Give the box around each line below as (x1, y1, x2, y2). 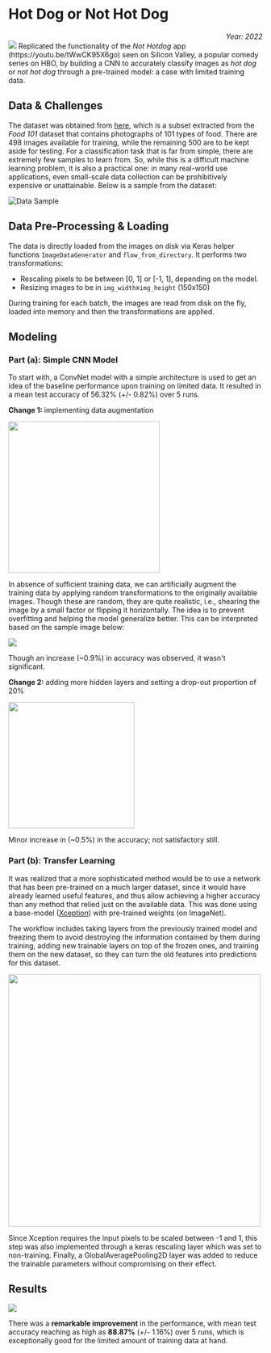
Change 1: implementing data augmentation (8, 405, 154, 415)
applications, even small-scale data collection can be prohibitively (8, 171, 227, 182)
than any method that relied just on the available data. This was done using (8, 899, 257, 909)
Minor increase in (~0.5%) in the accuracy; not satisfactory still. (8, 835, 220, 845)
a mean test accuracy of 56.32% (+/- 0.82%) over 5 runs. (8, 389, 200, 400)
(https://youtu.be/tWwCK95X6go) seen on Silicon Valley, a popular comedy (8, 49, 259, 59)
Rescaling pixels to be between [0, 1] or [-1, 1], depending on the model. (19, 274, 259, 284)
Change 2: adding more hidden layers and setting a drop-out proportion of (8, 678, 256, 687)
